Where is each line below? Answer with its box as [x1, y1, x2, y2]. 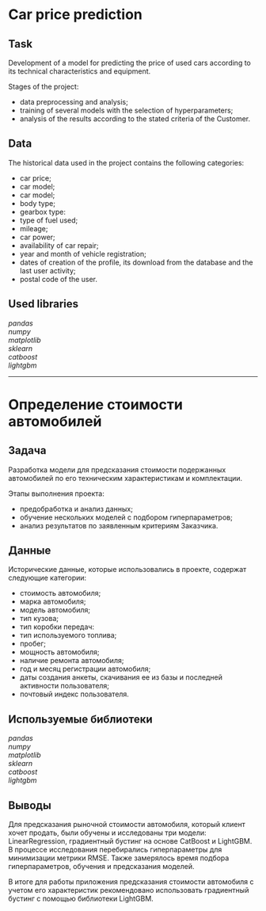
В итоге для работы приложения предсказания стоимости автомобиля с [8, 877, 255, 886]
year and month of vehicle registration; [19, 249, 146, 258]
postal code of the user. [19, 274, 97, 284]
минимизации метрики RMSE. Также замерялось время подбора [8, 853, 230, 863]
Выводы [8, 799, 51, 812]
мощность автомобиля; [19, 647, 101, 657]
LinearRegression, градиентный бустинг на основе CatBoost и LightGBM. [8, 837, 253, 846]
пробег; [19, 639, 46, 649]
